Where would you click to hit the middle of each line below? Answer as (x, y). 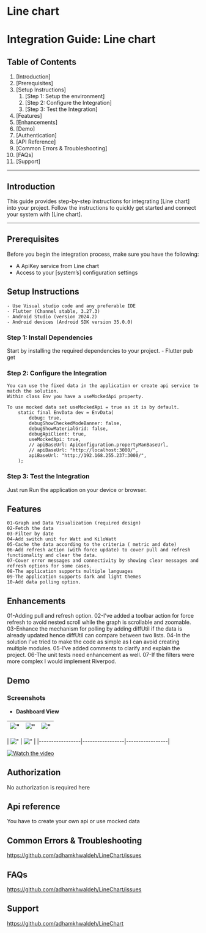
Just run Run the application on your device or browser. (77, 490)
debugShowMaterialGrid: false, (69, 429)
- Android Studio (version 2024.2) (52, 317)
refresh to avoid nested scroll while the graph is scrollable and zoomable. (99, 622)
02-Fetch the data (30, 529)
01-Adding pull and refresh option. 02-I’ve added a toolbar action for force (101, 616)
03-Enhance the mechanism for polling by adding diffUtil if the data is (95, 629)
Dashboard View (38, 711)
